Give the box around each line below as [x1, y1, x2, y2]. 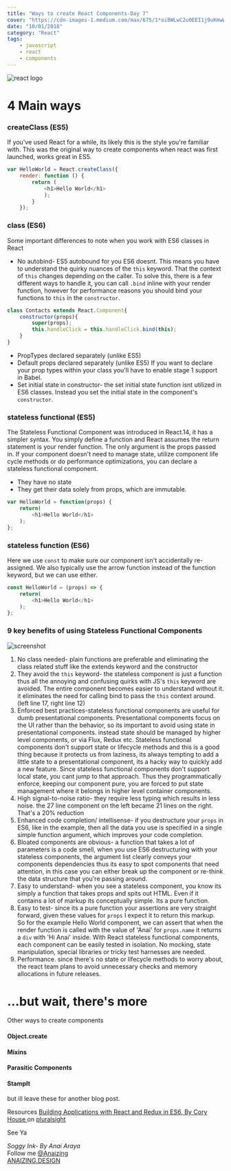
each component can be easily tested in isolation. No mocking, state [16, 940, 211, 949]
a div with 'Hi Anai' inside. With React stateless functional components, [16, 933, 220, 941]
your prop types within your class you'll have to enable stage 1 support [16, 366, 218, 374]
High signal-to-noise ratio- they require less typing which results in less [16, 794, 220, 802]
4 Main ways [7, 98, 81, 114]
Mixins [7, 1048, 27, 1056]
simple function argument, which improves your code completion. [16, 830, 204, 838]
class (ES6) [7, 221, 46, 231]
